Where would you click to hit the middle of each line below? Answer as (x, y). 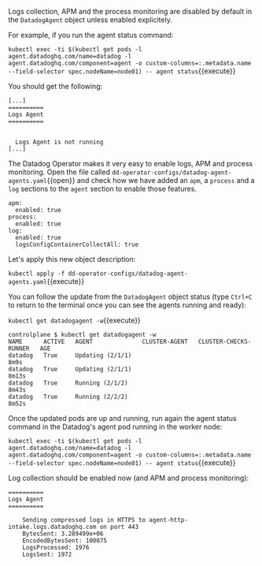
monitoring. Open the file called (59, 172)
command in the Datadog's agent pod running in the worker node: (115, 426)
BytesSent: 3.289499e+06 (63, 534)
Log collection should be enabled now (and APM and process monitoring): (129, 478)
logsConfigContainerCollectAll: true (77, 244)
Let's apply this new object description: (72, 259)
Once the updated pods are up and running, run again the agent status (123, 418)
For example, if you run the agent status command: (91, 35)
